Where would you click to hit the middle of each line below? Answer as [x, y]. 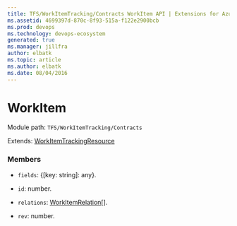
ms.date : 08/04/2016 [38, 73]
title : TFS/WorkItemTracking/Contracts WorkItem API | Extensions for [113, 14]
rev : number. [36, 215]
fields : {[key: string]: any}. [57, 174]
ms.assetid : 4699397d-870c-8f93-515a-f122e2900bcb [83, 20]
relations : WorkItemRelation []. [62, 202]
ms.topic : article [34, 60]
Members [24, 160]
